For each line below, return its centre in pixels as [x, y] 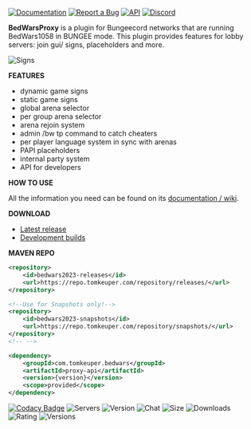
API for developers [50, 167]
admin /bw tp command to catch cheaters [88, 133]
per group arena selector [61, 116]
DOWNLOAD [29, 214]
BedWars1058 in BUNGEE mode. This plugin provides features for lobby [126, 36]
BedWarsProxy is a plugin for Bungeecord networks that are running [121, 28]
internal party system [55, 159]
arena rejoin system [52, 125]
